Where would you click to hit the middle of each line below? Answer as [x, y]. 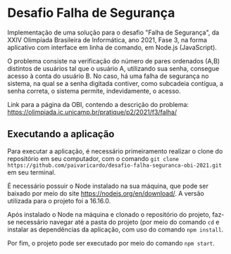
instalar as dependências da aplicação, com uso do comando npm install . [115, 229]
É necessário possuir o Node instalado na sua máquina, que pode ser [108, 186]
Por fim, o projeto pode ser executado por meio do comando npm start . [111, 243]
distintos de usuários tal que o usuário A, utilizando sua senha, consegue [113, 68]
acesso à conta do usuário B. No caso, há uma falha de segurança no [108, 76]
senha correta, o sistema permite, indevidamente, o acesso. [94, 91]
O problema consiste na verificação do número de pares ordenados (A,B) [114, 61]
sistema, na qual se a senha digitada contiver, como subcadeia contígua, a [115, 83]
